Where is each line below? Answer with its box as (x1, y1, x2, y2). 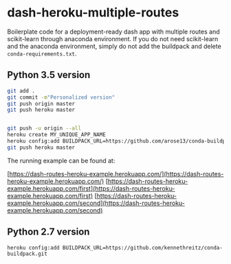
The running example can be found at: (7, 156, 115, 165)
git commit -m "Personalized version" (7, 94, 115, 101)
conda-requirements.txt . (7, 49, 77, 58)
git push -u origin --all (7, 125, 81, 132)
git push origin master (7, 100, 76, 107)
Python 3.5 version (7, 69, 91, 81)
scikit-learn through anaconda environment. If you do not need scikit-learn (7, 34, 219, 43)
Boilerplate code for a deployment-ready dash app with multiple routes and (7, 27, 220, 36)
